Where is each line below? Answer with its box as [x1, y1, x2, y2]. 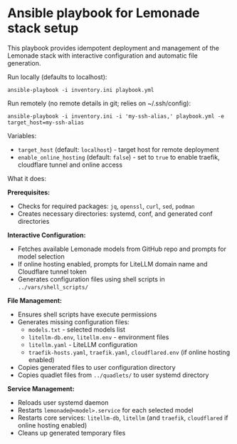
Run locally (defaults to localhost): [7, 73, 107, 81]
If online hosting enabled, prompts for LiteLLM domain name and [17, 259, 208, 268]
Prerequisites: [7, 187, 51, 197]
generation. [7, 58, 41, 67]
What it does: [7, 174, 46, 182]
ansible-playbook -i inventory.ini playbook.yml [7, 86, 154, 93]
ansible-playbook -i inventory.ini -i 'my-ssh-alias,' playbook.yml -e [7, 113, 224, 120]
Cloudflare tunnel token [17, 267, 87, 276]
